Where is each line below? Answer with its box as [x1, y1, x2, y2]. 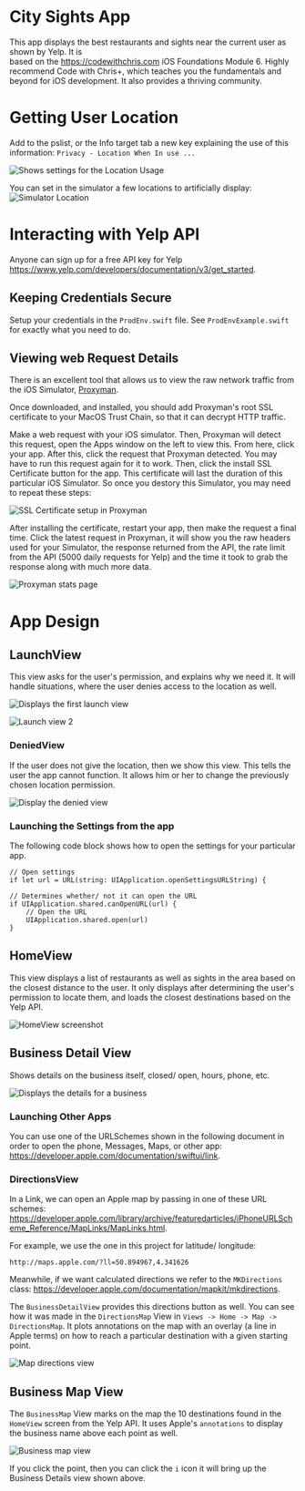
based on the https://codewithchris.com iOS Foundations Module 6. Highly [9, 56, 290, 67]
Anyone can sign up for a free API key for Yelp [9, 253, 183, 265]
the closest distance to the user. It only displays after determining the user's [9, 982, 294, 992]
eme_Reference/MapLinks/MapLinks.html [9, 1223, 166, 1234]
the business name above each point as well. [9, 1428, 178, 1439]
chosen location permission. [9, 779, 116, 790]
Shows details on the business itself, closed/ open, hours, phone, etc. [9, 1069, 270, 1081]
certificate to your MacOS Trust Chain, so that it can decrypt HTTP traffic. [9, 412, 287, 423]
